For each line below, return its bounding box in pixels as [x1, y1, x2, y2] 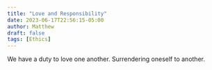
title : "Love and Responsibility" [7, 10, 108, 17]
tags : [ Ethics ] [7, 36, 51, 43]
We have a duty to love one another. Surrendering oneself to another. [7, 55, 205, 63]
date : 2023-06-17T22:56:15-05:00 [7, 17, 104, 24]
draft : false [7, 29, 45, 37]
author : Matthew [7, 23, 54, 30]
